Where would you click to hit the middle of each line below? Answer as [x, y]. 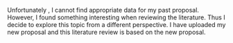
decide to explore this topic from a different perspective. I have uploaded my [116, 25]
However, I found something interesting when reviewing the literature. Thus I [116, 17]
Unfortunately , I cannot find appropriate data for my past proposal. [103, 10]
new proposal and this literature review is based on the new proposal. [106, 32]
